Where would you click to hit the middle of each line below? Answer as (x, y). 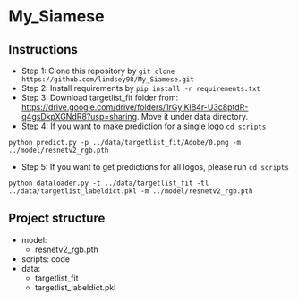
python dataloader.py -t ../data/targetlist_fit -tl (109, 183)
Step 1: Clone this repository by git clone (98, 71)
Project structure (57, 218)
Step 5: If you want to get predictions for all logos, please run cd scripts (155, 167)
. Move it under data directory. (192, 117)
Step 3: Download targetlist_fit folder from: (100, 97)
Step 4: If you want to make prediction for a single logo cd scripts (144, 126)
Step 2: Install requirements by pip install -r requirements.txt (141, 88)
